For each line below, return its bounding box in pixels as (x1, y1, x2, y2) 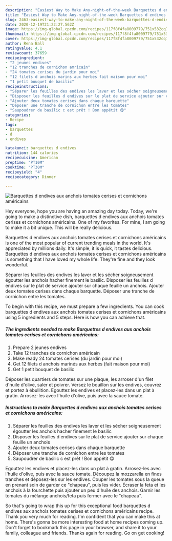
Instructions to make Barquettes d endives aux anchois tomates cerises (5, 404, 162, 411)
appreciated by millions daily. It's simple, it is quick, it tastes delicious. (5, 245, 153, 252)
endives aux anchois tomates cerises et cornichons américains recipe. (5, 508, 154, 514)
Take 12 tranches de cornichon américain (12, 350, 100, 356)
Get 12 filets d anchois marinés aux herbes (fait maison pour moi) (12, 361, 150, 367)
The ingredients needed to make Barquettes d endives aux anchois (5, 326, 151, 332)
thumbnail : (5, 31, 29, 36)
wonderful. (5, 262, 28, 268)
